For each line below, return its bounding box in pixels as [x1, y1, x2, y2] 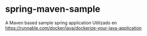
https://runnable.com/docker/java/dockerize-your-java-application [5, 25, 142, 31]
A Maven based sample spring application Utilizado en [5, 20, 117, 26]
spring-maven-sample [5, 3, 101, 15]
